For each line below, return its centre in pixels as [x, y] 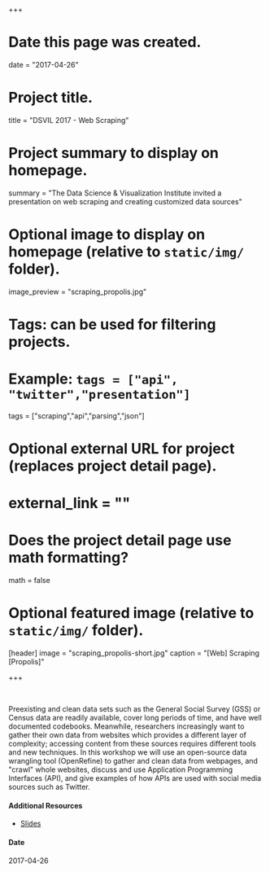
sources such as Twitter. [50, 787]
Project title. [51, 98]
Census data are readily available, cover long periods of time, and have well [135, 718]
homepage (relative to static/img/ [126, 252]
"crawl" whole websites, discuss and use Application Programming [121, 769]
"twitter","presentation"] [100, 395]
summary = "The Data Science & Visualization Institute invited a [115, 193]
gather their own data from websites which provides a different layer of [127, 735]
